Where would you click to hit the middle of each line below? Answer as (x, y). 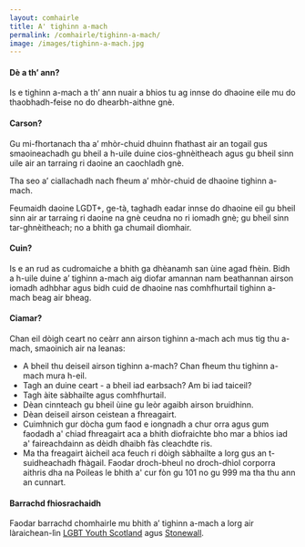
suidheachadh (49, 463)
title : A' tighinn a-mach (58, 26)
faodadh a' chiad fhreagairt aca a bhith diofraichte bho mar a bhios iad (155, 434)
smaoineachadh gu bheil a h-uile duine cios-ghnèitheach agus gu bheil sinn (152, 153)
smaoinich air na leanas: (80, 348)
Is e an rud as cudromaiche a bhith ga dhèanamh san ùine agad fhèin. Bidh (150, 268)
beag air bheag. (62, 297)
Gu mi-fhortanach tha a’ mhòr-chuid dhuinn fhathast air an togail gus (139, 143)
